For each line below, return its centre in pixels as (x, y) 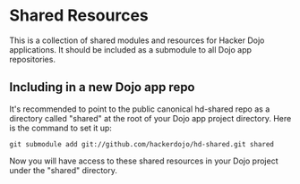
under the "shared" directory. (64, 170)
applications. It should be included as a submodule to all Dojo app (131, 49)
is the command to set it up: (60, 128)
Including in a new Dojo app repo (102, 87)
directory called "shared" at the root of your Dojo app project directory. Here (150, 118)
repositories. (33, 59)
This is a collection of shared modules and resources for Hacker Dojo (137, 40)
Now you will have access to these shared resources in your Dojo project (144, 161)
